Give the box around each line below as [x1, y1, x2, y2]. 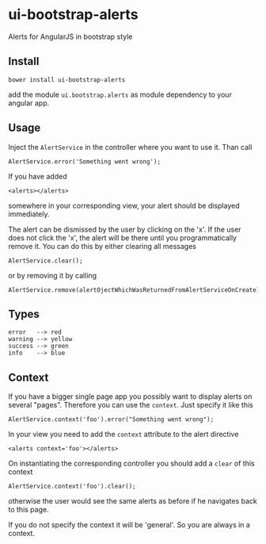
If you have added [8, 171, 67, 181]
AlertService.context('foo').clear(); [8, 482, 136, 491]
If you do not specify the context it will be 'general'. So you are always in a [8, 520, 251, 530]
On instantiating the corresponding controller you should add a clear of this [8, 458, 255, 469]
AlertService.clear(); [8, 256, 83, 265]
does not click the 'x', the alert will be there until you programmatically [8, 232, 237, 243]
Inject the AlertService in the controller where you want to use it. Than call [8, 142, 253, 151]
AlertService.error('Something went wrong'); [8, 157, 161, 166]
